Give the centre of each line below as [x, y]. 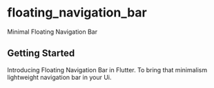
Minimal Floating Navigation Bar [52, 32]
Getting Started [41, 53]
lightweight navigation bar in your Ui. [59, 77]
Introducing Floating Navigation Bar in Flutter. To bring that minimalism [107, 69]
